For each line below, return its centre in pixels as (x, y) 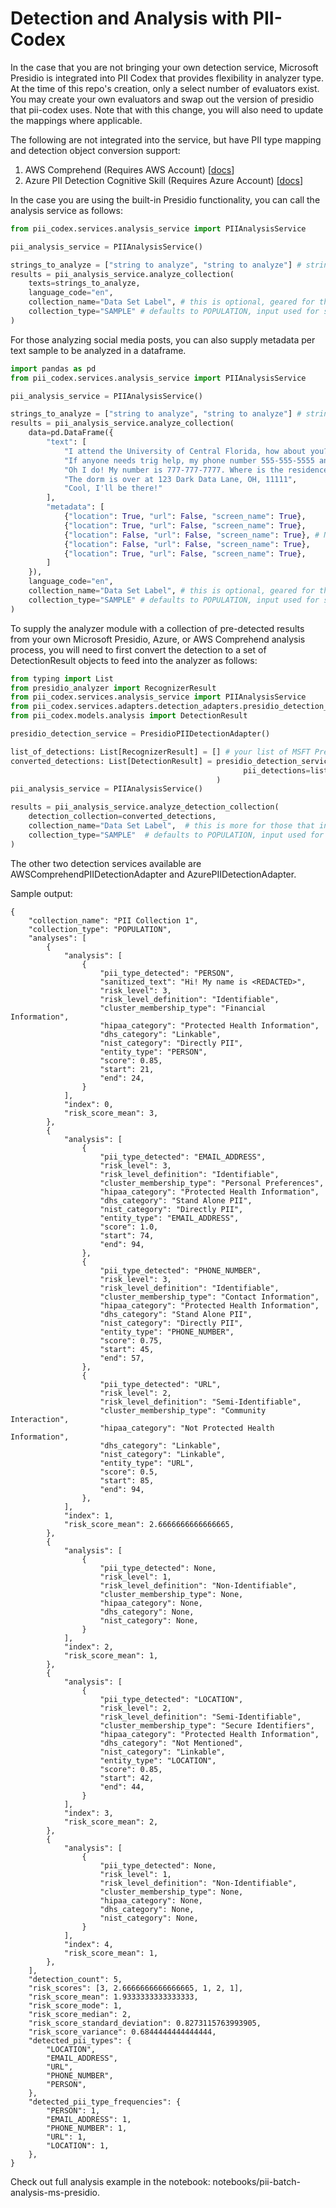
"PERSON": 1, (73, 2110)
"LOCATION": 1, (78, 2145)
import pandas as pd (53, 368)
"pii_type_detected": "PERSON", (167, 973)
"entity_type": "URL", (147, 1463)
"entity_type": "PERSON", (153, 1052)
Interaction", (40, 1419)
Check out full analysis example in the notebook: (110, 2181)
